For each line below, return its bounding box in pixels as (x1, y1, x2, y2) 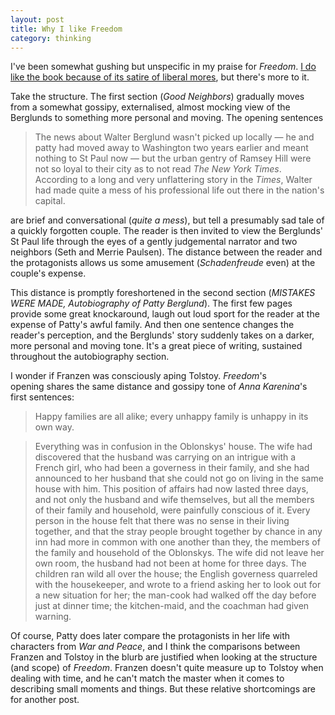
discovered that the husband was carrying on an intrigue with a (34, 451, 297, 463)
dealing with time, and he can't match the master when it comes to (10, 672, 285, 685)
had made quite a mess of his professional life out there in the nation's (34, 184, 325, 196)
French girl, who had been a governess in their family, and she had (34, 462, 310, 474)
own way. (34, 421, 75, 433)
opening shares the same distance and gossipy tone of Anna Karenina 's (10, 381, 308, 393)
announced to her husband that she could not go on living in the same (34, 472, 324, 485)
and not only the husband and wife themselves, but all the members (34, 494, 315, 506)
